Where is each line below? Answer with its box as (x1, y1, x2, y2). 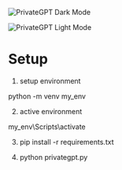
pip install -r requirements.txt (19, 137, 114, 146)
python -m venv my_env (8, 91, 87, 101)
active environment (19, 106, 83, 116)
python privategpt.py (19, 152, 88, 161)
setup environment (19, 76, 81, 86)
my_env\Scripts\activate (8, 122, 87, 131)
